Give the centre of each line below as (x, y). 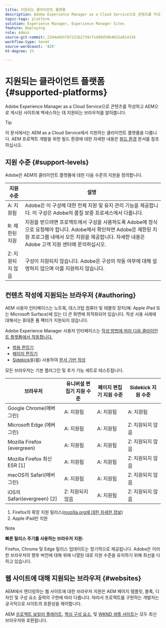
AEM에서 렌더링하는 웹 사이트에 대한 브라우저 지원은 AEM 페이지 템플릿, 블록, (80, 591)
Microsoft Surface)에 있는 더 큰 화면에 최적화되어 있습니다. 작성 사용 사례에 (83, 314)
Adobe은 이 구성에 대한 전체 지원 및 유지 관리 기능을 (82, 206)
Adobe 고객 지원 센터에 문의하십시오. (65, 244)
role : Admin (17, 33)
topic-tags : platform (27, 19)
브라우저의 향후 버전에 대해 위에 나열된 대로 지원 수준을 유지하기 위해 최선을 (83, 555)
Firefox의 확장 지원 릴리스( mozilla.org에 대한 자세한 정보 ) (68, 512)
